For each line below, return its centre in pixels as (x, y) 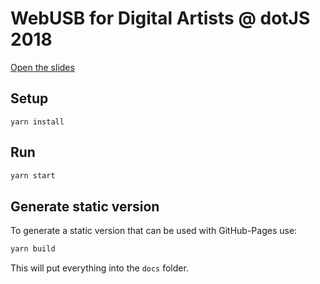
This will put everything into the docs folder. (99, 268)
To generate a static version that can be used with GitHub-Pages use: (154, 231)
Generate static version (85, 206)
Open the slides (42, 67)
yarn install (37, 122)
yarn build (33, 249)
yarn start (33, 175)
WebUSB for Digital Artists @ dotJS (160, 18)
